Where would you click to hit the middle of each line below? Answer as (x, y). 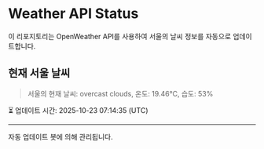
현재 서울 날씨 (39, 73)
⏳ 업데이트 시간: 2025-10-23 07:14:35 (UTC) (78, 110)
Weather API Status (73, 14)
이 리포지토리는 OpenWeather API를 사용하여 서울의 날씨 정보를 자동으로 (120, 36)
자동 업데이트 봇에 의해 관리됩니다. (60, 136)
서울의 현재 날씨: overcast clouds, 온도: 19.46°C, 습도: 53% (120, 93)
